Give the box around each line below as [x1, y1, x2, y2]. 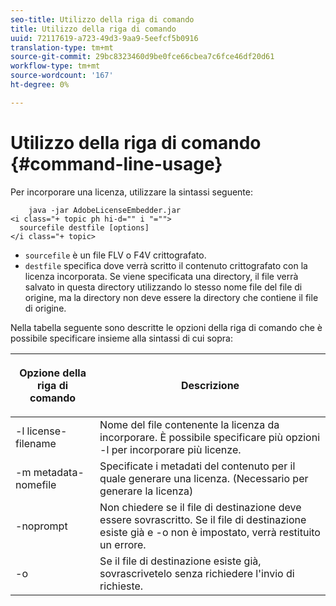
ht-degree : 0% [10, 80, 70, 90]
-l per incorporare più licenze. [99, 442, 242, 456]
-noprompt [15, 519, 68, 533]
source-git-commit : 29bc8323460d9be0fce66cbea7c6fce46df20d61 [10, 52, 275, 62]
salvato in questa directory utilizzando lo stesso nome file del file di [24, 281, 303, 293]
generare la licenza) [99, 484, 194, 498]
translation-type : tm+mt [10, 42, 114, 53]
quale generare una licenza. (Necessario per [99, 471, 309, 485]
